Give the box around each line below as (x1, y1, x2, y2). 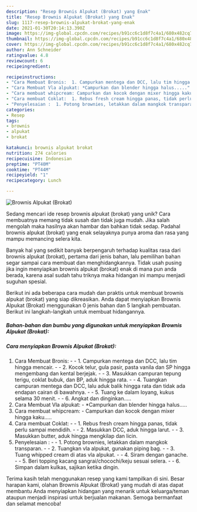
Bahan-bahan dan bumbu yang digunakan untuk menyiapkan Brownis (6, 321, 182, 328)
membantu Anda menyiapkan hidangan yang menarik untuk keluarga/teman (6, 488, 189, 495)
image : (6, 31, 22, 36)
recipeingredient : (6, 63, 51, 69)
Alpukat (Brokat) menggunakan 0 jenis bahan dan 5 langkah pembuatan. (6, 302, 181, 309)
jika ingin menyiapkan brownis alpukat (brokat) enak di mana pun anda (6, 265, 177, 272)
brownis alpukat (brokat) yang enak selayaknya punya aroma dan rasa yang (6, 229, 189, 236)
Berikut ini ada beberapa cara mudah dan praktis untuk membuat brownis (6, 290, 184, 296)
